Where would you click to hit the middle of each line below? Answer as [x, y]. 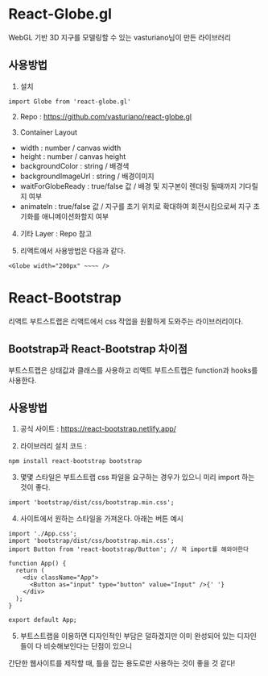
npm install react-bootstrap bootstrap [75, 461]
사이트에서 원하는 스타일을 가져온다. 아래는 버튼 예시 [101, 519]
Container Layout [49, 132]
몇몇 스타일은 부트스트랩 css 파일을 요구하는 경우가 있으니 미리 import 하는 [137, 478]
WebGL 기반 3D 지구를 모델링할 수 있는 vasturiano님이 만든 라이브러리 [120, 37]
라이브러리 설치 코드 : [53, 446]
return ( [30, 571]
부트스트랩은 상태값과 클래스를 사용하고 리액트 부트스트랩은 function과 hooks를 [133, 370]
